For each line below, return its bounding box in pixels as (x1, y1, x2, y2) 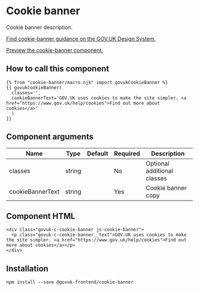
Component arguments (6, 132, 94, 142)
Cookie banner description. (6, 24, 73, 31)
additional (146, 167, 174, 175)
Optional (146, 159, 170, 167)
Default (86, 149, 108, 157)
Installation (6, 263, 49, 273)
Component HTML (6, 211, 76, 221)
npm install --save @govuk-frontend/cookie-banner (6, 279, 134, 285)
